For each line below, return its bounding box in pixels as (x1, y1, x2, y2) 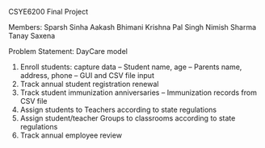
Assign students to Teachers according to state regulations (19, 105, 217, 114)
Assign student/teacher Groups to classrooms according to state (19, 113, 236, 123)
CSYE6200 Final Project (8, 7, 89, 16)
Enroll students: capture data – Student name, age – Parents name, (19, 62, 242, 72)
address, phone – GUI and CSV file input (19, 71, 155, 80)
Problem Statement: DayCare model (8, 47, 128, 55)
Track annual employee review (19, 130, 123, 140)
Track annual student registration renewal (19, 80, 159, 88)
